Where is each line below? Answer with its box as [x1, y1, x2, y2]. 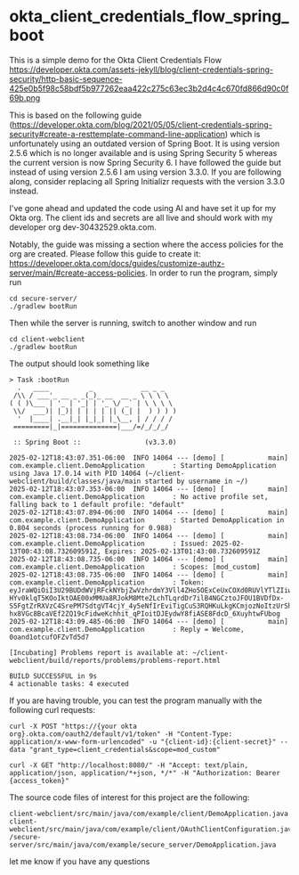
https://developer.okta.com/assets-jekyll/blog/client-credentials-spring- [9, 64, 274, 75]
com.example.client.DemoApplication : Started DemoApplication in [9, 515, 285, 525]
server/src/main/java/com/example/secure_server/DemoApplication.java [9, 840, 277, 849]
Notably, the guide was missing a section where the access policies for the [9, 239, 284, 249]
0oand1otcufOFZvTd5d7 [9, 633, 90, 642]
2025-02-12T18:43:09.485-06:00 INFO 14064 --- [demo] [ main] [9, 617, 289, 626]
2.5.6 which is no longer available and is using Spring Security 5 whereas [9, 147, 278, 158]
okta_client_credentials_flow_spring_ [9, 6, 289, 27]
